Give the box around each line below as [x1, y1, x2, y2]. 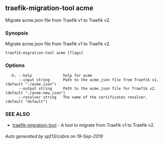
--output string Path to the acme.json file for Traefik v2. [18, 86, 157, 91]
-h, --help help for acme [9, 73, 92, 78]
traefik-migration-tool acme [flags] [5, 51, 83, 56]
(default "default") [5, 99, 48, 104]
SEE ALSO [5, 111, 30, 118]
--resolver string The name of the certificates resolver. [18, 95, 148, 100]
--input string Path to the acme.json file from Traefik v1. [18, 77, 159, 82]
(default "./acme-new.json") [5, 90, 66, 96]
